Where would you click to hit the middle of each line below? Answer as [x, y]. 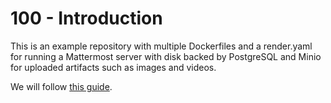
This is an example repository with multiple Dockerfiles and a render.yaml [161, 46]
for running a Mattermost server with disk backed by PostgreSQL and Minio [166, 56]
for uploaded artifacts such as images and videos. [113, 67]
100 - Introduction [86, 18]
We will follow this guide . [61, 86]
